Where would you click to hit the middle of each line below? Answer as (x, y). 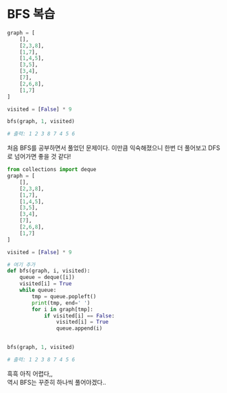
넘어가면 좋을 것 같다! (43, 157)
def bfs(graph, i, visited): (49, 271)
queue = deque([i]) (47, 278)
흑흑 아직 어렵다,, (30, 373)
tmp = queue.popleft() (64, 296)
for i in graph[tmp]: (63, 309)
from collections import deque (52, 170)
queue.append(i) (79, 328)
